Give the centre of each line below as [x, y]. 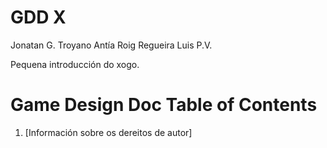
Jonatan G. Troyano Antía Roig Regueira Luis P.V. [111, 45]
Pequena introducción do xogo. [75, 64]
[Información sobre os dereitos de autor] [108, 132]
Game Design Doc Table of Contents [164, 105]
